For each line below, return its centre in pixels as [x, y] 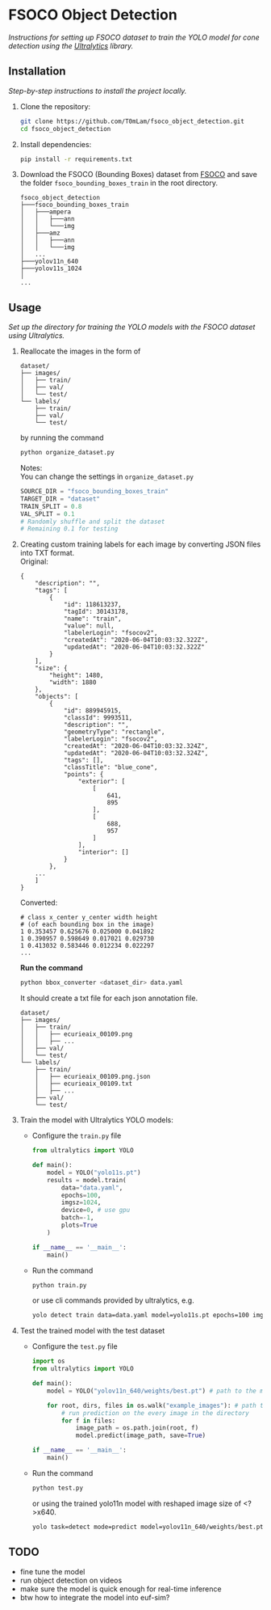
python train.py [59, 1285]
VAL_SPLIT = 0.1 [47, 514]
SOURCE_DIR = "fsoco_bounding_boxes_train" [94, 492]
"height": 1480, [77, 676]
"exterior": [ [102, 782]
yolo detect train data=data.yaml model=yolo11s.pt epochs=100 [141, 1316]
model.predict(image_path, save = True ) [141, 1436]
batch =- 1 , [77, 1218]
